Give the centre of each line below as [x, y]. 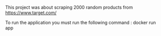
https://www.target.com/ [31, 13]
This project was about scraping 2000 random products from [69, 7]
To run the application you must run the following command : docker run [80, 23]
